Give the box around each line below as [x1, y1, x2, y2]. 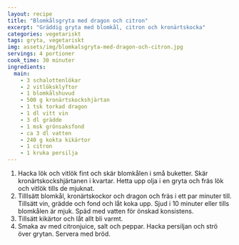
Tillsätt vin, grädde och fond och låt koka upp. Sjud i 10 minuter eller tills [17, 199, 230, 207]
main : [14, 70, 31, 77]
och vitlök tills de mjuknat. [17, 184, 95, 192]
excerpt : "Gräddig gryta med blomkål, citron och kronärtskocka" [7, 24, 205, 31]
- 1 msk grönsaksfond [20, 123, 84, 130]
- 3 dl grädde [20, 116, 62, 123]
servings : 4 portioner [7, 51, 75, 58]
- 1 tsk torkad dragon [20, 103, 88, 110]
